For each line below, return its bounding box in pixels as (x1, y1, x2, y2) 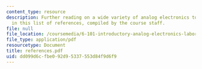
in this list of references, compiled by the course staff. (11, 20, 165, 26)
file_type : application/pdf (6, 37, 77, 43)
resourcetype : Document (6, 43, 66, 49)
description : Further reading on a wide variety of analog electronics (6, 14, 189, 20)
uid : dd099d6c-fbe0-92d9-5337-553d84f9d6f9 (6, 53, 117, 59)
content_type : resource (6, 8, 66, 15)
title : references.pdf (6, 48, 63, 54)
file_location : (6, 31, 44, 37)
